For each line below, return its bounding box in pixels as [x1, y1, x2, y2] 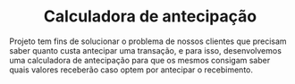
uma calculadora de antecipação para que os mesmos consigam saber [9, 55, 271, 65]
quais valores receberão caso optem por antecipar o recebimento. [9, 64, 253, 75]
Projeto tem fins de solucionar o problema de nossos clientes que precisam [9, 36, 288, 46]
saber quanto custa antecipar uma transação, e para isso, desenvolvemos [9, 45, 282, 55]
